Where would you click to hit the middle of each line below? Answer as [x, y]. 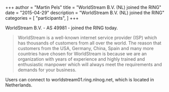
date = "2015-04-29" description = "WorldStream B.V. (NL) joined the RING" [85, 13]
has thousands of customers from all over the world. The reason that [89, 43]
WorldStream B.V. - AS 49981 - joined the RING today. [62, 28]
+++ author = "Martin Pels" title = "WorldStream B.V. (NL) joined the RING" [83, 7]
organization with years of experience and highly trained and [81, 59]
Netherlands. [19, 85]
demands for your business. [47, 70]
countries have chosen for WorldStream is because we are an [82, 54]
